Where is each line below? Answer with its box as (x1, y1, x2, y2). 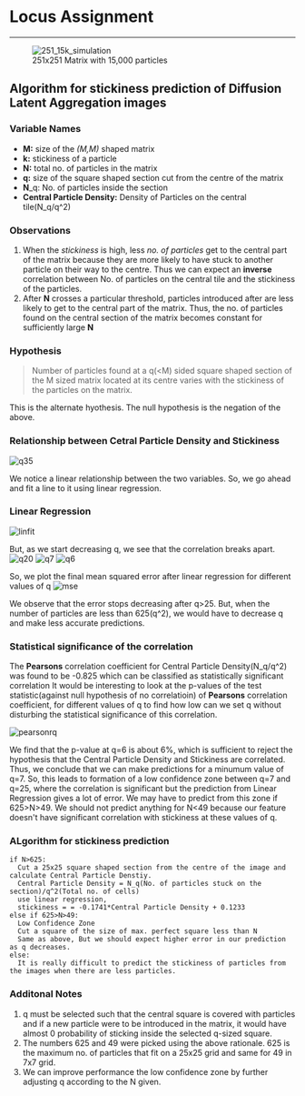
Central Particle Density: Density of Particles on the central (22, 191, 247, 202)
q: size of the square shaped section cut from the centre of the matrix (22, 172, 284, 183)
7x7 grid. (22, 1057, 56, 1068)
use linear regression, (17, 895, 107, 904)
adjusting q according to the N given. (22, 1076, 162, 1087)
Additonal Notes (9, 988, 83, 1000)
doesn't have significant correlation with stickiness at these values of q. (9, 812, 278, 823)
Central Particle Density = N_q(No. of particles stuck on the (17, 880, 261, 889)
